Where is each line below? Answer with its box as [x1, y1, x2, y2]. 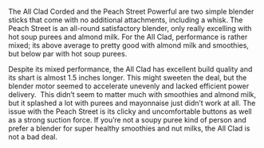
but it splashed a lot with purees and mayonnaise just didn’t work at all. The [8, 99, 256, 107]
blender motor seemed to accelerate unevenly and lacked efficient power [8, 81, 250, 91]
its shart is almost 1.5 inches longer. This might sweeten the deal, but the [8, 73, 247, 82]
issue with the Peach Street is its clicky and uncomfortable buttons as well [8, 107, 253, 116]
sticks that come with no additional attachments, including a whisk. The [8, 15, 243, 25]
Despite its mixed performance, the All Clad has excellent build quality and [8, 64, 253, 74]
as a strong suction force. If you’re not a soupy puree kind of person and [8, 115, 246, 124]
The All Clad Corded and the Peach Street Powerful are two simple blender [8, 7, 254, 16]
